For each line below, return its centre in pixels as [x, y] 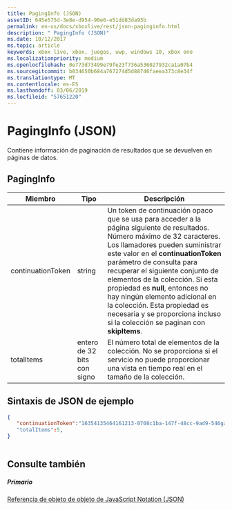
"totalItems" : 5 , [40, 430]
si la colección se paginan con [156, 322]
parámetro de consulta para [153, 262]
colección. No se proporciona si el [163, 351]
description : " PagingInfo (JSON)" [58, 33]
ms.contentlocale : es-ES [43, 84]
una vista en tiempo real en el [155, 368]
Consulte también [46, 464]
